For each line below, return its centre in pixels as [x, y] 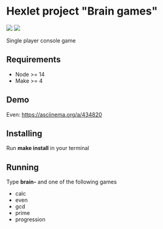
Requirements [33, 60]
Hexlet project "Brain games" [82, 11]
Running [23, 167]
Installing [24, 133]
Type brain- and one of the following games [62, 182]
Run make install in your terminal [48, 148]
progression [30, 219]
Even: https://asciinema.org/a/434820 [54, 114]
